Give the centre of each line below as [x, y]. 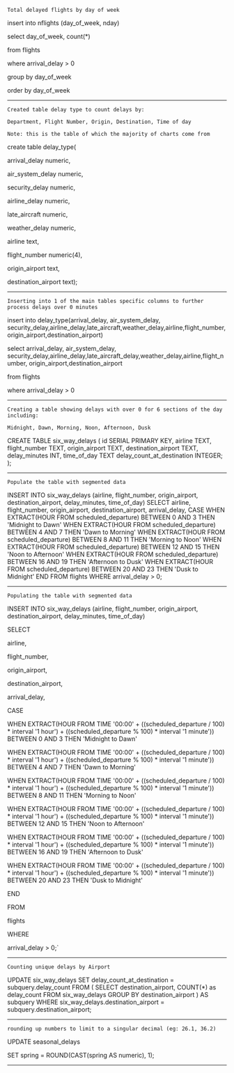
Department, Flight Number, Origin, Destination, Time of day [99, 122]
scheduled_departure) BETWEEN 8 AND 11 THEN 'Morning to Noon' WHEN [115, 539]
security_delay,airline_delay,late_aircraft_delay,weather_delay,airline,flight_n [116, 356]
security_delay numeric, [41, 187]
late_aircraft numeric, [38, 214]
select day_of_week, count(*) [49, 36]
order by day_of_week [39, 90]
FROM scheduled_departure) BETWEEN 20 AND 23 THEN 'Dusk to [103, 569]
